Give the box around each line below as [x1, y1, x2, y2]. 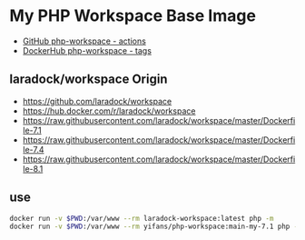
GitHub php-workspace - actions [22, 35, 147, 46]
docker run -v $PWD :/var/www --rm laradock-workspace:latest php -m [9, 214, 274, 223]
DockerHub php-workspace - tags [22, 45, 152, 55]
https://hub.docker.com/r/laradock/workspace [22, 105, 196, 116]
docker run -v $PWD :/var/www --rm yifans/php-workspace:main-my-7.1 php [9, 222, 290, 232]
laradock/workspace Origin [9, 72, 168, 87]
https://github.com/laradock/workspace [22, 95, 172, 106]
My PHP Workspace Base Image [9, 5, 257, 26]
